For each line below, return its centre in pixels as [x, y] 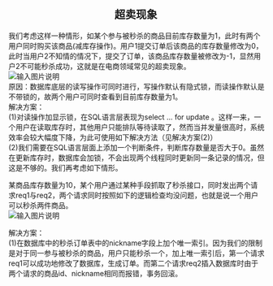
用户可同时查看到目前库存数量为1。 [123, 97]
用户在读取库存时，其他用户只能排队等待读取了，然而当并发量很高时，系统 [140, 127]
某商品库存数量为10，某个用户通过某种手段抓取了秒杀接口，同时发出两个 [130, 184]
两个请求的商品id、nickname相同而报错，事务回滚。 [95, 273]
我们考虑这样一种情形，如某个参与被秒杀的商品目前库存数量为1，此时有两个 [134, 36]
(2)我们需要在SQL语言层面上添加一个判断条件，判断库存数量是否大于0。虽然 [136, 147]
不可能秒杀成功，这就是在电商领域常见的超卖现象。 [105, 66]
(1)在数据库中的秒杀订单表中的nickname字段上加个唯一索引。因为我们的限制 [135, 243]
